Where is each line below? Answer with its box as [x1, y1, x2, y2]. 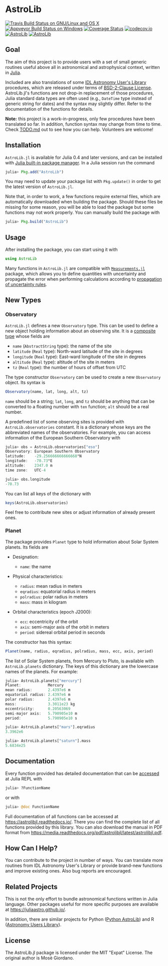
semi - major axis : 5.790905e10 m [5, 711, 78, 716]
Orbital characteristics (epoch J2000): [12, 608, 92, 614]
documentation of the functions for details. [5, 106, 94, 112]
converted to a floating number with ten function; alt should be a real [5, 403, 149, 409]
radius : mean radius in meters [20, 583, 83, 589]
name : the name [20, 563, 51, 569]
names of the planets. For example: [5, 668, 78, 674]
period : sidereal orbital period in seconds [20, 629, 105, 635]
